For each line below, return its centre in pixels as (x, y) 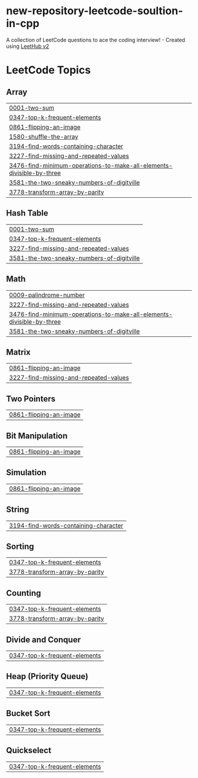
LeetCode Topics (49, 70)
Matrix (18, 352)
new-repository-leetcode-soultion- (95, 11)
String (18, 509)
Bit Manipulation (37, 435)
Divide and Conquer (44, 640)
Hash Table (27, 213)
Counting (24, 593)
